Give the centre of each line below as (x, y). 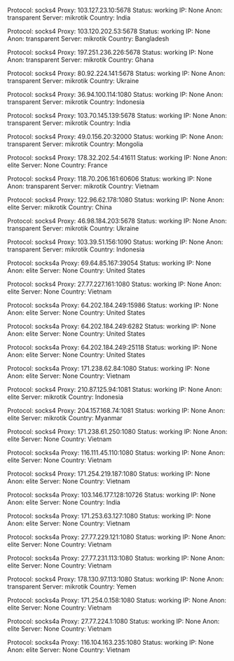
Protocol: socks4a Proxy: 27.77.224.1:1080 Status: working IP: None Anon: (113, 621)
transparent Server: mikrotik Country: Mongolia (75, 144)
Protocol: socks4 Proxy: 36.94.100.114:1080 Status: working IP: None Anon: (115, 94)
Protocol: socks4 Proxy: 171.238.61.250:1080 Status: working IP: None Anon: (117, 432)
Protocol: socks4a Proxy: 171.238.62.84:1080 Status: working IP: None (109, 368)
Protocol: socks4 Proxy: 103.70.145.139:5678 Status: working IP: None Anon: (117, 116)
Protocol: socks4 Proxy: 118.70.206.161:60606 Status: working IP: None (110, 179)
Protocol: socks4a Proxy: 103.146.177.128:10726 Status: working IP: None (111, 495)
